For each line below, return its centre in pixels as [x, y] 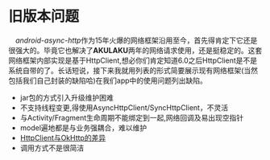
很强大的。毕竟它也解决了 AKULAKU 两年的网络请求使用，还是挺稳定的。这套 [135, 50]
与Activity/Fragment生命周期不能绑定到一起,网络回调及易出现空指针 [132, 117]
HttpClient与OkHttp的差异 [63, 137]
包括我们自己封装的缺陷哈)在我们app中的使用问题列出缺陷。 [108, 80]
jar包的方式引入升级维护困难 [67, 97]
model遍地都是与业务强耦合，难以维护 [83, 127]
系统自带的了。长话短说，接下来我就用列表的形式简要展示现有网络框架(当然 [133, 70]
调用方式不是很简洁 [52, 148]
